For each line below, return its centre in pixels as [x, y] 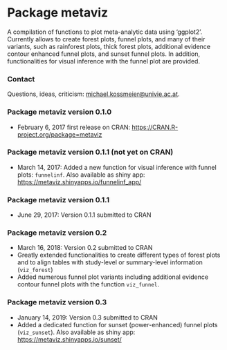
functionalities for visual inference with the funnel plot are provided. [104, 61]
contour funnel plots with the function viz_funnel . [88, 284]
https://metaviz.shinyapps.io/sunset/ [70, 339]
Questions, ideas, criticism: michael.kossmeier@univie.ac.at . [93, 94]
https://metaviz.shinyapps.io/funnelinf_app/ [79, 182]
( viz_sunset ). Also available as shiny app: [76, 332]
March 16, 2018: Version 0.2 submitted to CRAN [85, 248]
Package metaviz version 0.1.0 [60, 112]
